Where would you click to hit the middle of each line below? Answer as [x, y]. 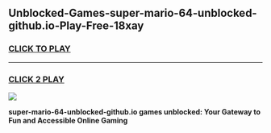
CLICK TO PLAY [40, 49]
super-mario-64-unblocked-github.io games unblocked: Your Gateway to [134, 111]
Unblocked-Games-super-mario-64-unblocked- [133, 13]
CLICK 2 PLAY [36, 79]
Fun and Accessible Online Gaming [68, 120]
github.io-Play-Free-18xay [76, 26]
